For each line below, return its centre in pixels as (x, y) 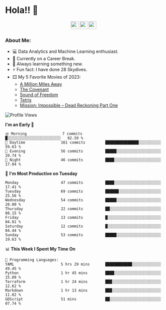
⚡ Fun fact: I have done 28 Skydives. (50, 70)
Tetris (26, 100)
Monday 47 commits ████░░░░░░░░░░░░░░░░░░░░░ (83, 183)
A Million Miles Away (41, 84)
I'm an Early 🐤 (20, 125)
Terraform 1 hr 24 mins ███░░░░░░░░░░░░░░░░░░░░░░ (83, 282)
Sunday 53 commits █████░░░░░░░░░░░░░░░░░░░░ (83, 235)
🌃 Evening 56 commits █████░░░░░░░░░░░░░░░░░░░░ (83, 152)
